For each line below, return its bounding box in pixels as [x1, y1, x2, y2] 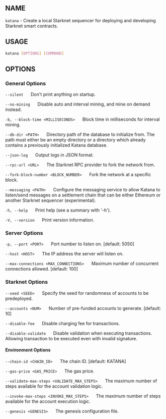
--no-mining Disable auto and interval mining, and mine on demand [5, 101, 150, 108]
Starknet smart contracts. [5, 23, 58, 29]
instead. [5, 107, 22, 113]
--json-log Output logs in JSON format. [5, 152, 94, 158]
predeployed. [5, 295, 33, 301]
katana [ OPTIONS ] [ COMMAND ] [5, 50, 64, 56]
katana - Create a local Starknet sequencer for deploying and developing [5, 17, 156, 23]
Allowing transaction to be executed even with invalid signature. [5, 335, 137, 341]
